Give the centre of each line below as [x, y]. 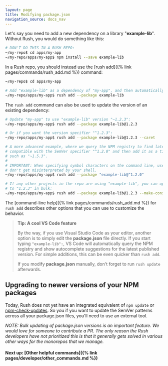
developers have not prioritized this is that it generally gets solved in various [84, 336]
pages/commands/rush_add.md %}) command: [54, 72]
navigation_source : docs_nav [35, 19]
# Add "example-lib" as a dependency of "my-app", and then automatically [85, 90]
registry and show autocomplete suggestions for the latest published [88, 249]
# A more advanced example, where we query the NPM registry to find [79, 147]
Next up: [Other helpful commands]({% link [51, 353]
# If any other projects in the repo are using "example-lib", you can [81, 184]
